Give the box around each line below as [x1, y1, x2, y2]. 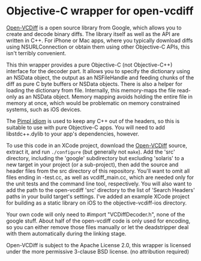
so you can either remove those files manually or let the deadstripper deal [6, 223, 189, 230]
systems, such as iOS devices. [6, 106, 82, 113]
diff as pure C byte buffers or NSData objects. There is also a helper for [6, 80, 183, 88]
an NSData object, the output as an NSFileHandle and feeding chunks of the [6, 74, 194, 81]
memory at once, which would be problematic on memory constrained [6, 99, 180, 106]
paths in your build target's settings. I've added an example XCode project [6, 193, 190, 200]
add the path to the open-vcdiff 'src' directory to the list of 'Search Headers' [6, 186, 195, 193]
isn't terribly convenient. [6, 49, 67, 56]
